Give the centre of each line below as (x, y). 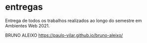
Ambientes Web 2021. (27, 25)
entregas (24, 7)
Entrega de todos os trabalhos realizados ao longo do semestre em (73, 21)
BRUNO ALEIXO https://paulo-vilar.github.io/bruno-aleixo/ (64, 35)
